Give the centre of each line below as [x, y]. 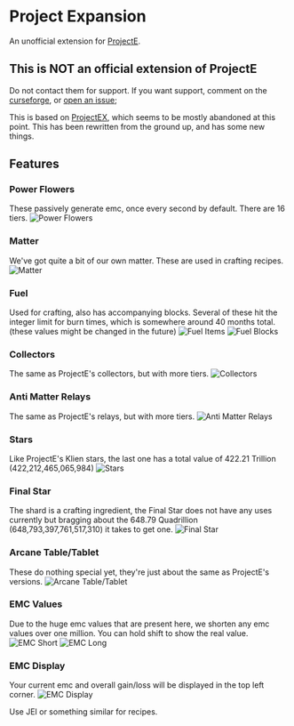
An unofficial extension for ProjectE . [75, 41]
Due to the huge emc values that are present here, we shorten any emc [139, 624]
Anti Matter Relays [50, 397]
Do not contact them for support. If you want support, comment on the [139, 90]
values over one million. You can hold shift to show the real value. [129, 633]
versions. [26, 581]
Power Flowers [42, 190]
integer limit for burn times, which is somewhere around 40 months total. [142, 322]
